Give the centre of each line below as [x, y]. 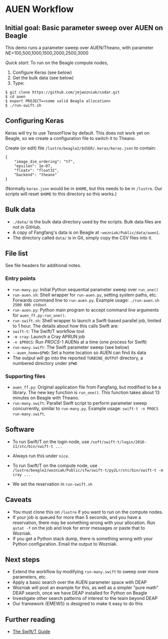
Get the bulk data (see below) [43, 78]
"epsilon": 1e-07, [33, 166]
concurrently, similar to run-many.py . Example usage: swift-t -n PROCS [86, 409]
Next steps [23, 560]
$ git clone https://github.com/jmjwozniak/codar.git [63, 92]
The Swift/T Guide [31, 631]
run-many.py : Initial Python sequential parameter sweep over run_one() [86, 289]
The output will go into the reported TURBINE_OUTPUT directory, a [78, 358]
